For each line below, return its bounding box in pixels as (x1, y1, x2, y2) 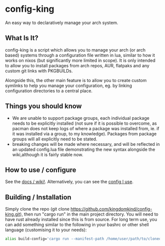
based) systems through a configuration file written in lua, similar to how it (5, 52, 155, 58)
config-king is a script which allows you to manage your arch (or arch (5, 47, 146, 53)
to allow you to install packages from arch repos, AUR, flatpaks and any (5, 62, 150, 68)
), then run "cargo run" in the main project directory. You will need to (20, 211, 159, 217)
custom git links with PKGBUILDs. (5, 68, 73, 74)
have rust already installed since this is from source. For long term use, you (5, 217, 157, 222)
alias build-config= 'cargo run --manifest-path (5, 237, 105, 242)
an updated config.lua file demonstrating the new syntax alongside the (12, 146, 156, 152)
